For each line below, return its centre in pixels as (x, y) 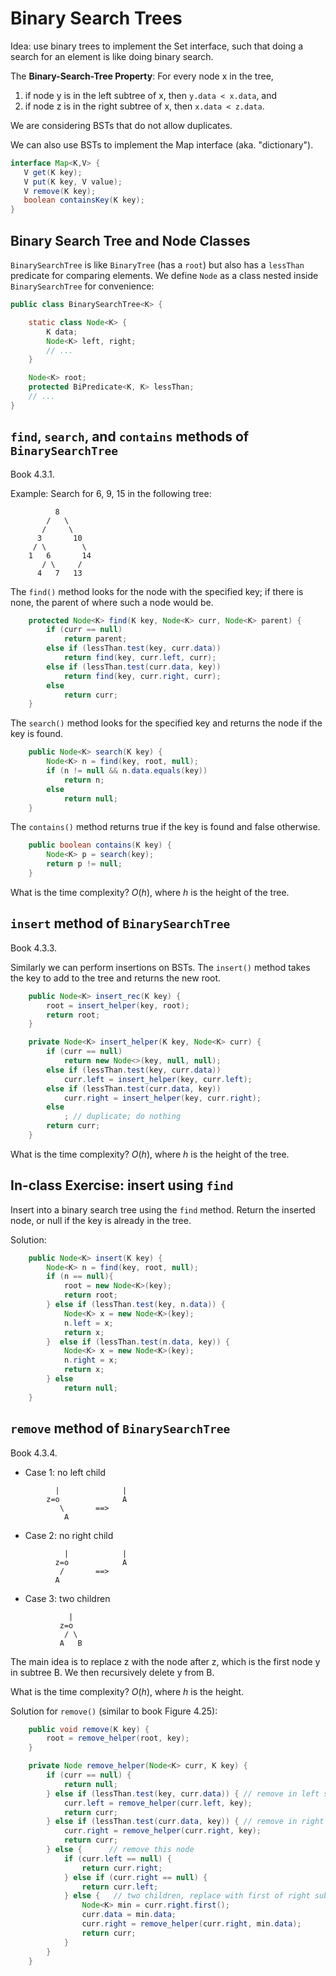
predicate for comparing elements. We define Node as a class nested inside (164, 275)
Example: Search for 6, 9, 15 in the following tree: (111, 493)
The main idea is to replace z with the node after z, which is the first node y (165, 1661)
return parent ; (95, 639)
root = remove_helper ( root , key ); (118, 1738)
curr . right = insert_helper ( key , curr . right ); (162, 1098)
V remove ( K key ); (60, 191)
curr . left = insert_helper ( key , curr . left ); (158, 1079)
